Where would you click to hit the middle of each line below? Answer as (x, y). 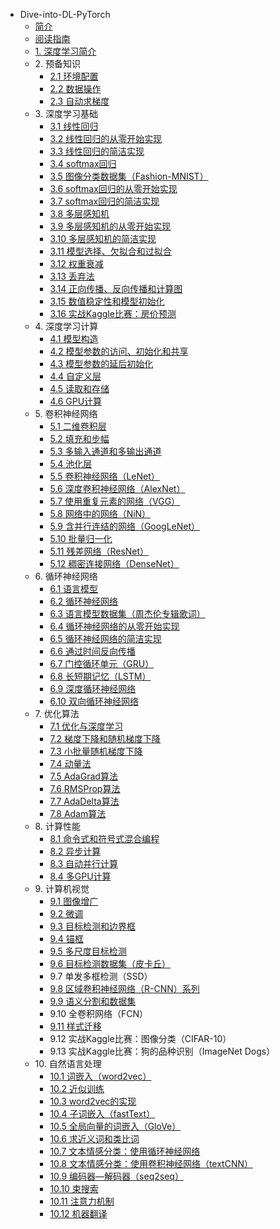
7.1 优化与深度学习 (86, 726)
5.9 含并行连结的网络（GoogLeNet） (125, 526)
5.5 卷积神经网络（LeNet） (104, 476)
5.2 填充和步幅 (79, 438)
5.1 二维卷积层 (78, 426)
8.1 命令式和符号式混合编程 (104, 838)
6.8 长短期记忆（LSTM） (100, 676)
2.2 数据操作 (75, 88)
